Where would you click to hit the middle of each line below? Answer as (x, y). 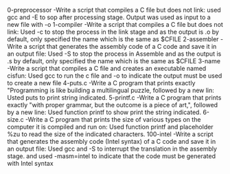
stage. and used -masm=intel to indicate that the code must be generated (112, 156)
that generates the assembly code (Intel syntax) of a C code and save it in (112, 141)
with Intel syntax (30, 163)
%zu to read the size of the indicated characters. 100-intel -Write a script (111, 134)
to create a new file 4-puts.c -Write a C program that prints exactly (101, 83)
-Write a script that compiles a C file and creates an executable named (107, 68)
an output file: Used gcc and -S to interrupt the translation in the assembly (112, 149)
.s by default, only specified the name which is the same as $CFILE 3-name (114, 61)
